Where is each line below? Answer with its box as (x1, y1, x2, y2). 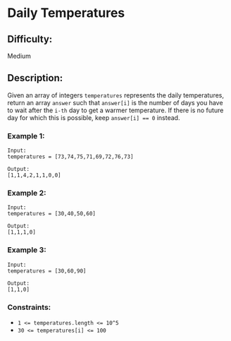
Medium (7, 52, 32, 60)
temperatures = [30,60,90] (7, 267, 87, 275)
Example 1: (7, 131, 45, 140)
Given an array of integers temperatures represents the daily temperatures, (7, 90, 224, 100)
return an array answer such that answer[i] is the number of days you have (7, 98, 223, 107)
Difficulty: (7, 33, 53, 45)
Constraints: (7, 302, 51, 312)
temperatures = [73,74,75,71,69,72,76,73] (7, 153, 134, 160)
